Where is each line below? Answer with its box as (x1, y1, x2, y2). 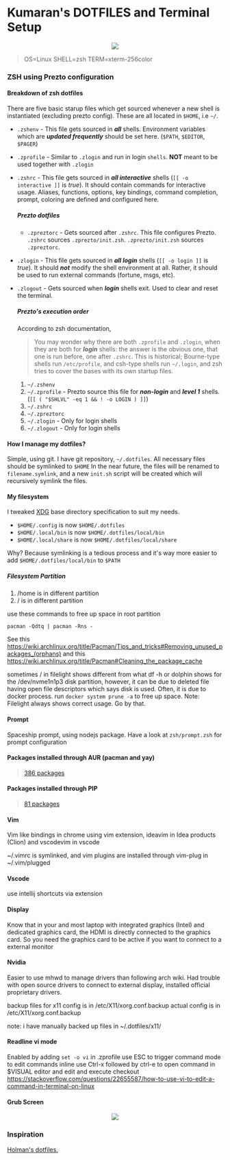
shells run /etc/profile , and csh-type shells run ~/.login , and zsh (34, 360, 222, 368)
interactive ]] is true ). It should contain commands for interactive (16, 181, 206, 189)
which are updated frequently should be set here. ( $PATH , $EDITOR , (16, 132, 205, 141)
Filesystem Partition (7, 572, 66, 580)
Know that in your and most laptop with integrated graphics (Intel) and (7, 920, 205, 929)
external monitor (7, 942, 53, 951)
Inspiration (7, 1130, 44, 1139)
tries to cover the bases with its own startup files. (34, 367, 173, 375)
